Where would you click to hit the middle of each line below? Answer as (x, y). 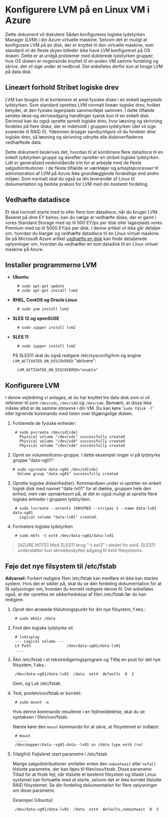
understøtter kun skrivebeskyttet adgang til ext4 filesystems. (80, 550)
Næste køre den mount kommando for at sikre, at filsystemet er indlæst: (86, 727)
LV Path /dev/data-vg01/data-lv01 (68, 646)
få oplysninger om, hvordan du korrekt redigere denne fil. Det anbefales (79, 589)
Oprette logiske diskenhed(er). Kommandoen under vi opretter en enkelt (87, 483)
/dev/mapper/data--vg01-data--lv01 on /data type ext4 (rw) (79, 745)
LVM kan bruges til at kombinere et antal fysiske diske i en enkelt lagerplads (83, 99)
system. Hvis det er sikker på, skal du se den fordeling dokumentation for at (83, 583)
